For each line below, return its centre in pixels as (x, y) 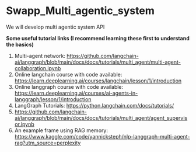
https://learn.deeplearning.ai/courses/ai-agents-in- (76, 93)
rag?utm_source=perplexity (48, 143)
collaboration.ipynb (38, 68)
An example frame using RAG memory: (61, 130)
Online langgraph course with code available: (69, 87)
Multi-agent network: (40, 56)
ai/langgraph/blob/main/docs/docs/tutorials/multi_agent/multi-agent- (97, 62)
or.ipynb (24, 124)
